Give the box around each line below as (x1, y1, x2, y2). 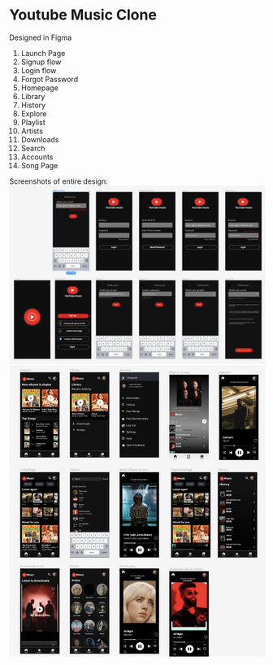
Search (20, 143, 45, 153)
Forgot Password (20, 74, 79, 84)
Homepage (20, 83, 59, 93)
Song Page (20, 160, 58, 170)
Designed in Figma (9, 33, 72, 42)
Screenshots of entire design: (9, 176, 108, 186)
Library (20, 91, 45, 101)
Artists (20, 126, 44, 136)
